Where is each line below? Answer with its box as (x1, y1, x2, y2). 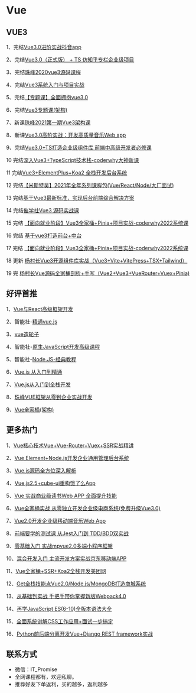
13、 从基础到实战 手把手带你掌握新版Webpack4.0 (6, 592, 126, 600)
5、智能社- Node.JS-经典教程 (6, 355, 77, 362)
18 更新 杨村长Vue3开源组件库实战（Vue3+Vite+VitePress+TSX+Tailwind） (6, 257, 188, 264)
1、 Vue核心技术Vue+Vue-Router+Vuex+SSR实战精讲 (6, 442, 134, 449)
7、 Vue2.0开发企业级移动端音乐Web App (6, 517, 106, 524)
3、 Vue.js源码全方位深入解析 (6, 467, 77, 474)
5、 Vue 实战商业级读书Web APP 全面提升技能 (6, 492, 117, 499)
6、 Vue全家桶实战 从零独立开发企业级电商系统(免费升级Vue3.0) (6, 504, 161, 511)
